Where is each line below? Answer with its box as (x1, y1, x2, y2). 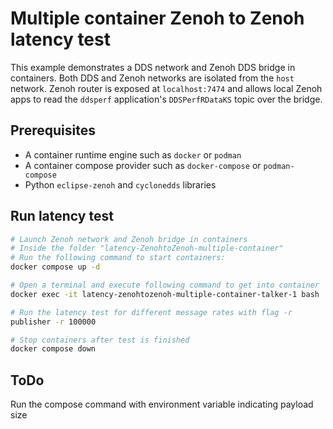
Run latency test (10, 208, 114, 225)
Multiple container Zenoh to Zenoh (10, 7, 305, 30)
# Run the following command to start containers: (10, 253, 226, 263)
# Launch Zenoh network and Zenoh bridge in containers (10, 234, 248, 244)
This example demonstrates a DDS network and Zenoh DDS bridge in (10, 61, 296, 73)
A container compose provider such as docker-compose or (24, 159, 262, 171)
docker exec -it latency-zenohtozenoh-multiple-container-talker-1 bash (10, 289, 320, 299)
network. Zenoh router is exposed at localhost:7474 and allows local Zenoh (10, 82, 323, 94)
